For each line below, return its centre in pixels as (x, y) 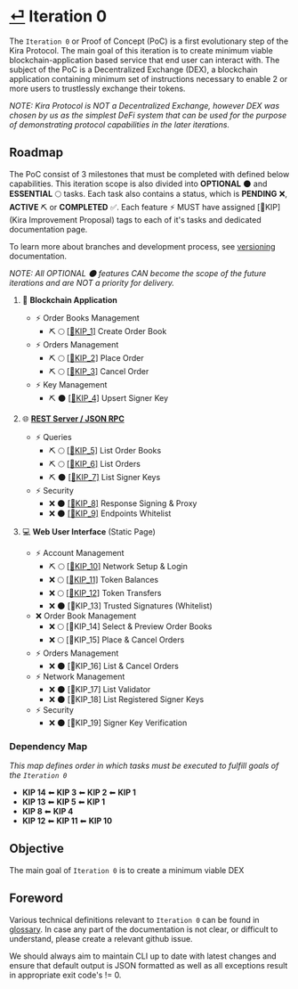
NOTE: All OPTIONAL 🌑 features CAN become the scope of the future (138, 273)
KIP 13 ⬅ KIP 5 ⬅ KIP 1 (64, 802)
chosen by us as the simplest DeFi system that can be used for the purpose (148, 115)
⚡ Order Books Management (87, 317)
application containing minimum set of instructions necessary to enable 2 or (148, 78)
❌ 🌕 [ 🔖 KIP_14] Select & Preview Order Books (130, 626)
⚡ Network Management (80, 676)
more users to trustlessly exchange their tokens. (97, 88)
